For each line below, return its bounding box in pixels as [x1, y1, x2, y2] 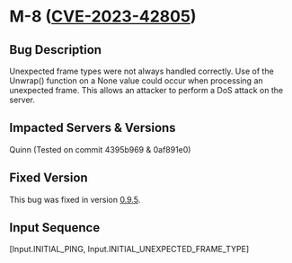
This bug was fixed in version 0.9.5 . [9, 194, 141, 205]
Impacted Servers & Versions [9, 120, 177, 136]
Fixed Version [9, 171, 88, 186]
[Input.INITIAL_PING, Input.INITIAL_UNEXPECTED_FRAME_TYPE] [9, 244, 250, 255]
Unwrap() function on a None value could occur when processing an [9, 75, 263, 86]
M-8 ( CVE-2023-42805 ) [9, 6, 197, 27]
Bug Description [9, 42, 102, 57]
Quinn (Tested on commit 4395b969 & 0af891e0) [9, 144, 191, 154]
